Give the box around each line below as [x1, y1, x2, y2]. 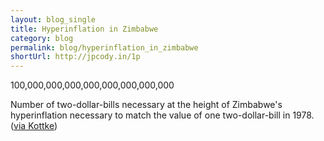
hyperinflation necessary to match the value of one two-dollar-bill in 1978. [10, 109, 315, 121]
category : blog [10, 33, 74, 43]
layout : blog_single [10, 14, 97, 25]
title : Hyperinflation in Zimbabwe [10, 24, 159, 34]
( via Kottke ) [10, 120, 58, 132]
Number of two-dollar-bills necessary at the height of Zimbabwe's [10, 99, 283, 111]
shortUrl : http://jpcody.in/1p [10, 52, 141, 62]
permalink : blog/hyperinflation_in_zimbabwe [10, 42, 199, 53]
